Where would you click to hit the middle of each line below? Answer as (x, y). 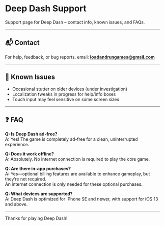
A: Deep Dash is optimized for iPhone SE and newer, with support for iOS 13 (82, 199)
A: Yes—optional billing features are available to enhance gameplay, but (78, 174)
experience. (17, 145)
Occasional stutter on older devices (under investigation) (70, 89)
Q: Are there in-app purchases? (38, 169)
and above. (16, 204)
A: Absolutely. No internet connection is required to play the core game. (78, 159)
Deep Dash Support (46, 9)
